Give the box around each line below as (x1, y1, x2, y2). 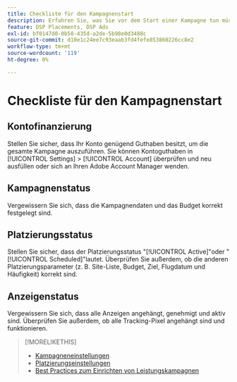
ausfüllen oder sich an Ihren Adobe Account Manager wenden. (7, 161, 190, 170)
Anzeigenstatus (7, 290, 79, 302)
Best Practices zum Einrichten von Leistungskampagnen (35, 366, 200, 375)
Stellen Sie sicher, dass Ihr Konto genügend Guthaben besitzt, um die (7, 139, 209, 148)
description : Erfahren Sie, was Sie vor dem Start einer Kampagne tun (7, 17, 219, 24)
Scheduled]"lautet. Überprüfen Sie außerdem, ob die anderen (49, 255, 229, 264)
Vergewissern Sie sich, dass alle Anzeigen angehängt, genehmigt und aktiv (7, 309, 226, 318)
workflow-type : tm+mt (7, 43, 71, 50)
